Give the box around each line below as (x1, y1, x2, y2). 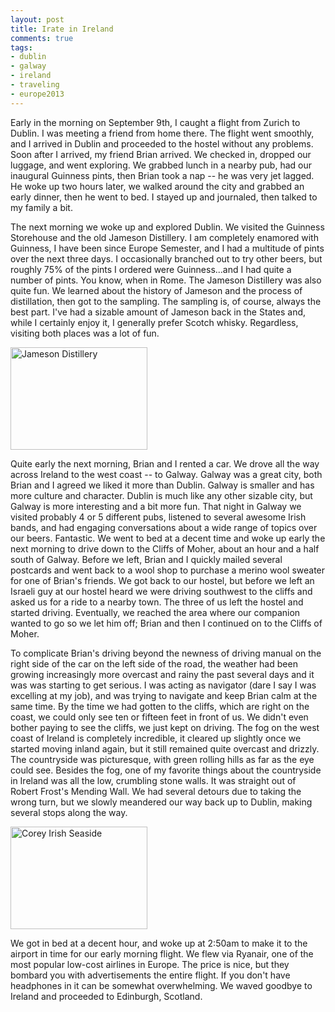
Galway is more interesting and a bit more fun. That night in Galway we (10, 500, 302, 512)
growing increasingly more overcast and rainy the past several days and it (10, 668, 315, 680)
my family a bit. (10, 201, 73, 213)
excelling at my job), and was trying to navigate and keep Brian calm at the (10, 689, 318, 701)
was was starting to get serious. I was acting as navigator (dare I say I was (10, 679, 317, 691)
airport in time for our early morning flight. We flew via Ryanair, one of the (10, 947, 314, 960)
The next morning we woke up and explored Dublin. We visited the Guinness (10, 221, 325, 233)
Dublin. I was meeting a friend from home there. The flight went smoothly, (10, 127, 315, 139)
